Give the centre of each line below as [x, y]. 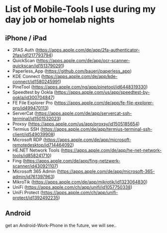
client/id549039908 [33, 134]
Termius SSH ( [27, 129]
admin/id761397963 [33, 177]
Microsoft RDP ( [29, 140]
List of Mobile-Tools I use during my [81, 9]
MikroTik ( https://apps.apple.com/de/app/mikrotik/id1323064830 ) [80, 182]
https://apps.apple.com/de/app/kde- [80, 76]
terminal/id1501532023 [36, 118]
